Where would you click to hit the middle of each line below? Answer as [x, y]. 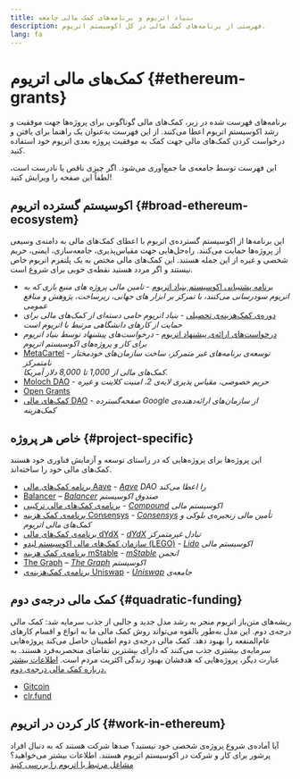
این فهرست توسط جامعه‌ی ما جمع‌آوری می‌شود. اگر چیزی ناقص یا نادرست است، [144, 168]
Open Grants [46, 391]
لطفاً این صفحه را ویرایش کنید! [61, 177]
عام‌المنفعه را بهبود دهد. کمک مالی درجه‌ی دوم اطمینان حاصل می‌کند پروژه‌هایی [140, 641]
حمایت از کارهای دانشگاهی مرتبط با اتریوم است [102, 325]
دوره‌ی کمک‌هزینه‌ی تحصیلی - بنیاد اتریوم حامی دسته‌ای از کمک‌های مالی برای [149, 315]
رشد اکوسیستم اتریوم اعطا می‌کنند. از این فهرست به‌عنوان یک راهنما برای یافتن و [145, 131]
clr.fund [37, 695]
